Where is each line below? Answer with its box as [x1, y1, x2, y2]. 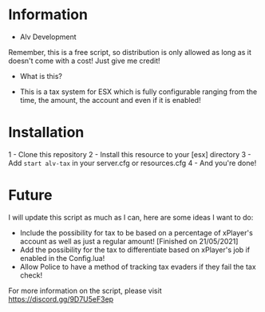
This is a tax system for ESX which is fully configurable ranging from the [19, 86, 258, 97]
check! [19, 270, 42, 280]
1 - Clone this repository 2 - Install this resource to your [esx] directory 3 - [8, 149, 251, 159]
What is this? [19, 71, 62, 81]
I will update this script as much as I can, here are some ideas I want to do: [8, 212, 254, 222]
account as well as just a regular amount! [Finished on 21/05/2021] [19, 236, 239, 246]
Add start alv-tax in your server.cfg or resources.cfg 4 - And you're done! [8, 158, 257, 168]
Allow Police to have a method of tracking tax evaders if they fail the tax [19, 262, 257, 271]
